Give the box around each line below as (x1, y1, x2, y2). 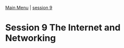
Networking (5, 33, 56, 44)
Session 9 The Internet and (5, 22, 121, 33)
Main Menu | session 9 (5, 5, 53, 10)
